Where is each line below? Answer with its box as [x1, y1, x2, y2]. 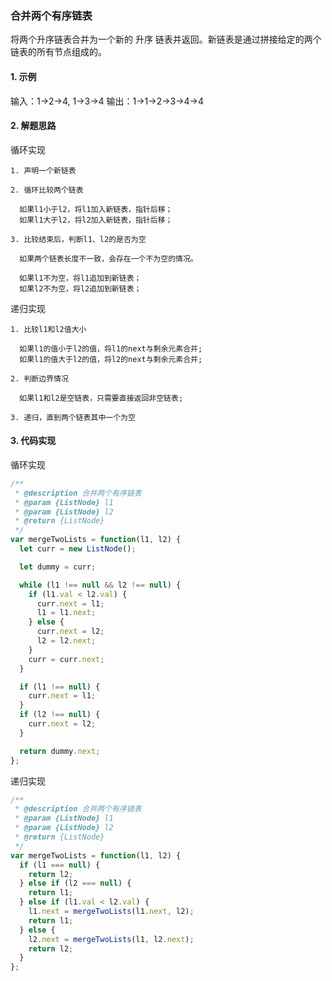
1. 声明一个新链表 [10, 165, 77, 176]
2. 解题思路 [10, 120, 57, 132]
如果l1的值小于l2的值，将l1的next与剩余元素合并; [19, 343, 203, 354]
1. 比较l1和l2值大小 [10, 324, 87, 334]
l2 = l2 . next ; [36, 636, 97, 646]
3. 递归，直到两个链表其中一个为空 [10, 412, 136, 422]
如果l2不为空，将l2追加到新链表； [19, 283, 142, 294]
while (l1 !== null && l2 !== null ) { [19, 580, 182, 590]
